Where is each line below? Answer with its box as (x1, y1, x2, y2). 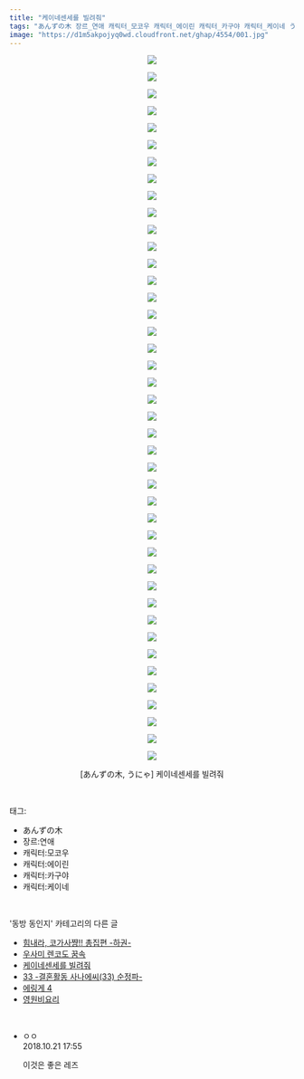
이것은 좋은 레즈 (22, 1060, 79, 1071)
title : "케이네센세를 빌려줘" (9, 13, 107, 23)
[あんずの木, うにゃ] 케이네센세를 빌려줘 (80, 769, 224, 779)
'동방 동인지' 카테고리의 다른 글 (9, 918, 119, 929)
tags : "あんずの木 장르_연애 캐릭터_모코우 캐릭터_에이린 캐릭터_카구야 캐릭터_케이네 (9, 22, 286, 31)
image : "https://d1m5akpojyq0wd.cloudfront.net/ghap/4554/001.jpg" (9, 30, 270, 39)
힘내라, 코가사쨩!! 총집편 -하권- (22, 938, 132, 949)
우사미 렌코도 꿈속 (22, 949, 86, 960)
